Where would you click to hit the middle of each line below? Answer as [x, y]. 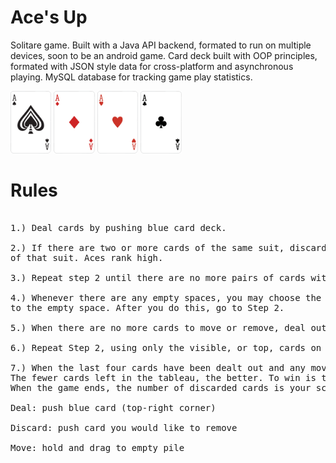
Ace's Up [49, 17]
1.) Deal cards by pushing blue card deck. [118, 227]
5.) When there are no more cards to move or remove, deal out [168, 327]
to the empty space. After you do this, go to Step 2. [147, 307]
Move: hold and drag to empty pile [97, 447]
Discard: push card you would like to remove [124, 427]
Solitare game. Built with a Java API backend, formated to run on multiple [161, 45]
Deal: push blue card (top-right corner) [113, 407]
